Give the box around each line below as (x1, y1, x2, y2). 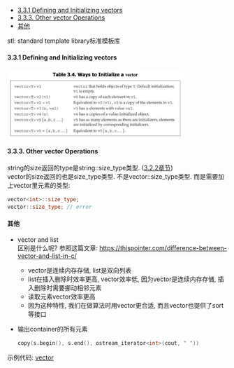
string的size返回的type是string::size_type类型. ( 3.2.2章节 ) (7, 163, 173, 172)
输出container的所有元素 (17, 325, 89, 333)
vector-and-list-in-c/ (17, 252, 77, 260)
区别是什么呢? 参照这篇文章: (17, 243, 98, 252)
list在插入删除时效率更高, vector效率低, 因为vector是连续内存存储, (27, 275, 217, 283)
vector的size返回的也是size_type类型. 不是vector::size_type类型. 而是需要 (7, 172, 219, 181)
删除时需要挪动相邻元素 (34, 283, 102, 292)
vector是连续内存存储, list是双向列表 (27, 266, 132, 274)
